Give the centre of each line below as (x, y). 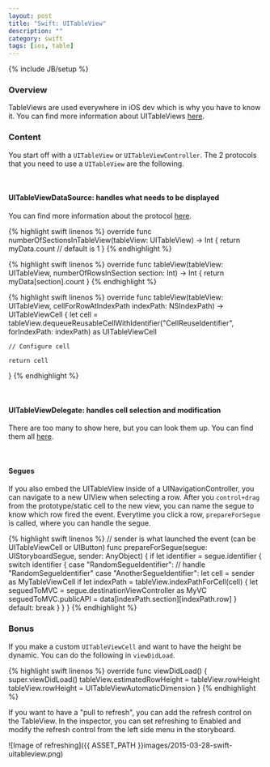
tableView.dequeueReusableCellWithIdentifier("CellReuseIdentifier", (121, 323)
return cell (28, 360)
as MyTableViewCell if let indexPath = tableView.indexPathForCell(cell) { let (133, 582)
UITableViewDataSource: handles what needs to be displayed (114, 198)
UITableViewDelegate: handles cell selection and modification (115, 410)
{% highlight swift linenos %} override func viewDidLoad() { (108, 671)
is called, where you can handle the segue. (80, 523)
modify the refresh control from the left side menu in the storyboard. (122, 729)
